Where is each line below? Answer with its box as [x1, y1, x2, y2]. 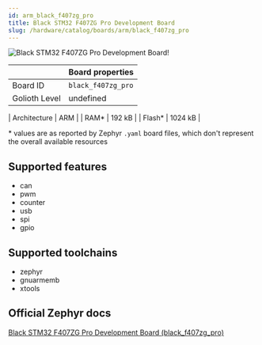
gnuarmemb [19, 275, 60, 285]
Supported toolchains [8, 246, 118, 260]
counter [19, 198, 46, 207]
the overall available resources [8, 137, 108, 146]
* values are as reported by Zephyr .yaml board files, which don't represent [8, 128, 254, 138]
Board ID [12, 80, 45, 91]
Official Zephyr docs [8, 306, 112, 320]
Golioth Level [12, 93, 61, 104]
